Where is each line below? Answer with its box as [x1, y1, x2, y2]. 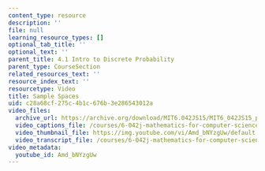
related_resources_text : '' [8, 70, 101, 78]
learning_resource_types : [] [8, 33, 104, 42]
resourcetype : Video [8, 84, 77, 93]
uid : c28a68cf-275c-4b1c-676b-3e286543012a [8, 99, 154, 107]
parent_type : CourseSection [8, 63, 101, 71]
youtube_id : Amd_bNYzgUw [15, 151, 97, 158]
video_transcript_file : [15, 136, 93, 144]
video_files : [8, 107, 51, 115]
